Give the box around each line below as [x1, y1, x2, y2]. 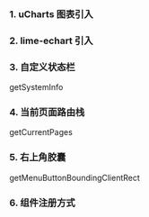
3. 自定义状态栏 [9, 60, 76, 73]
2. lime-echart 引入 [9, 34, 93, 47]
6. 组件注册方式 [9, 196, 76, 209]
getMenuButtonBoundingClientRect [9, 172, 141, 183]
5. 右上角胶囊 [9, 151, 66, 164]
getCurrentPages [9, 127, 74, 138]
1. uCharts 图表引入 [9, 7, 94, 20]
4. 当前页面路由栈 [9, 106, 85, 119]
